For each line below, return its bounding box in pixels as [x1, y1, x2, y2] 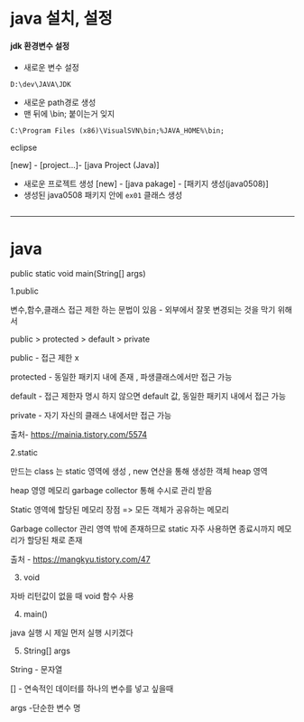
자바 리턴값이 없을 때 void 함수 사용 [10, 591, 134, 602]
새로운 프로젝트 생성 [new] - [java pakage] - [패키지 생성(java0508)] [23, 178, 269, 190]
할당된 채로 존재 [26, 535, 83, 546]
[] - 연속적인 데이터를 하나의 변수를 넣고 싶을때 [10, 683, 174, 694]
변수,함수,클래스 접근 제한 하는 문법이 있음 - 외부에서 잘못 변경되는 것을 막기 [10, 305, 276, 315]
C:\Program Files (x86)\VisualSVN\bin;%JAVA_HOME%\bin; [10, 127, 225, 136]
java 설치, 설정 [10, 8, 113, 29]
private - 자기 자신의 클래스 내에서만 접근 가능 [10, 410, 172, 421]
